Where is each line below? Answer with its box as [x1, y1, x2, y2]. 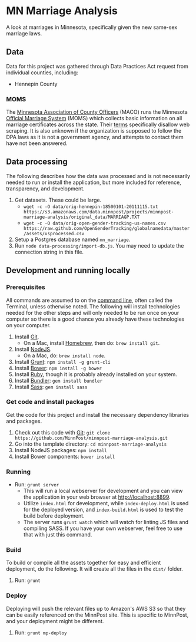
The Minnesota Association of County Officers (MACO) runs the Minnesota [6, 108, 188, 116]
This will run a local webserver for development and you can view [23, 488, 183, 495]
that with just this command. [23, 531, 92, 538]
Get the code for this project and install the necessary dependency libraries [6, 411, 190, 418]
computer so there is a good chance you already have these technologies [6, 315, 185, 322]
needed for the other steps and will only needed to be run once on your [6, 309, 180, 316]
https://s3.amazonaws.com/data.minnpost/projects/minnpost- [23, 209, 174, 215]
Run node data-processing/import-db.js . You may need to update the [14, 242, 184, 249]
